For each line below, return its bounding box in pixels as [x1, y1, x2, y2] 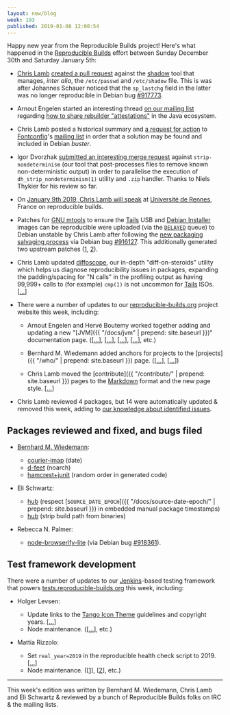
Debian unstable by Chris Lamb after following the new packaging [16, 230, 203, 239]
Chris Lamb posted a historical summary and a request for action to [16, 125, 207, 134]
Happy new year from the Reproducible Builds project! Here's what [7, 42, 196, 50]
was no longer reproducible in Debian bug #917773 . [16, 91, 163, 99]
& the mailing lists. [7, 701, 59, 708]
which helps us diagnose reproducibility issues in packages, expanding [16, 265, 218, 274]
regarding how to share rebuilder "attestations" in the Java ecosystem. [16, 112, 217, 120]
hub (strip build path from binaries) [27, 512, 126, 520]
